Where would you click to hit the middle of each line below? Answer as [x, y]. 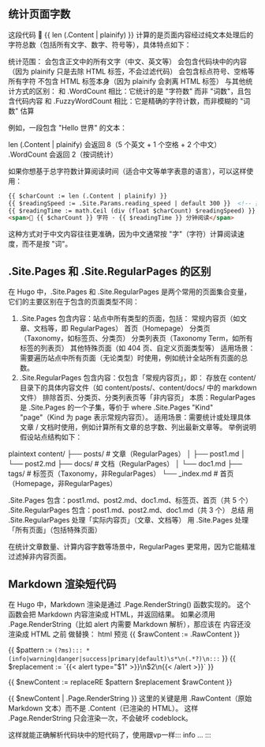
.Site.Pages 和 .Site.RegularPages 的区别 [110, 271]
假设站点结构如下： [51, 437]
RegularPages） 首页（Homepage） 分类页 [140, 328]
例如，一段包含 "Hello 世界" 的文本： [68, 127]
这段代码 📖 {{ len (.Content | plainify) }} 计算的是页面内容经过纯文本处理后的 [131, 35]
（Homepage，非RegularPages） [63, 484]
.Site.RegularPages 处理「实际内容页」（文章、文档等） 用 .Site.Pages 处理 [129, 520]
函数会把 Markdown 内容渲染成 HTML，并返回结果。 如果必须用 [112, 614]
